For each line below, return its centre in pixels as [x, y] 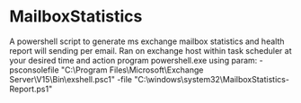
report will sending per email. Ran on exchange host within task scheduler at [150, 50]
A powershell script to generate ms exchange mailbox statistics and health [147, 41]
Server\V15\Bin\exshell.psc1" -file [71, 79]
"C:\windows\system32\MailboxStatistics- [212, 79]
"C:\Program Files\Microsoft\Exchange [133, 70]
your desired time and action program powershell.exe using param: [133, 60]
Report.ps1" [31, 89]
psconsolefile [35, 70]
